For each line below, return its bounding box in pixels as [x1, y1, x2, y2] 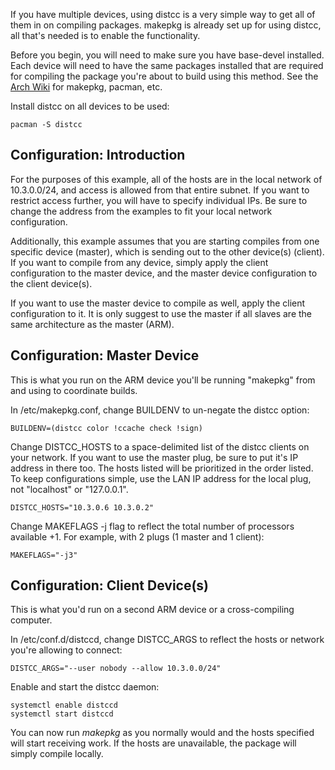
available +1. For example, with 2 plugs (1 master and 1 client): [10, 530, 265, 543]
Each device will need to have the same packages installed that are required [10, 60, 324, 71]
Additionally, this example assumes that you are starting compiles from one [10, 235, 320, 247]
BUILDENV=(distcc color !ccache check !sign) [10, 423, 203, 433]
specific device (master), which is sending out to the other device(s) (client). [10, 245, 325, 258]
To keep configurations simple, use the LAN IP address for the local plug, [10, 472, 312, 484]
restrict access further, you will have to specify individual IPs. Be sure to [10, 194, 308, 206]
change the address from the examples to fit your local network [10, 205, 273, 217]
